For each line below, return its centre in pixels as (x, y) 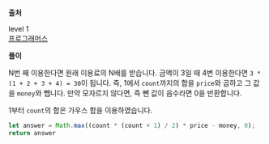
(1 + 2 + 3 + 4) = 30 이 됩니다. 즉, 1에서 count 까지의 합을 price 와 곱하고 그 (130, 83)
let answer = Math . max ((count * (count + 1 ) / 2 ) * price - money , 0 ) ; (132, 125)
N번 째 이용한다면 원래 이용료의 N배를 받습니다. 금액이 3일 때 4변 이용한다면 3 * (134, 73)
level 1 (19, 29)
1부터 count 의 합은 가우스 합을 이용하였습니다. (81, 110)
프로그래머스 (28, 38)
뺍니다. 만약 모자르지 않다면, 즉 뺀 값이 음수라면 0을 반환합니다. (143, 93)
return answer (32, 133)
